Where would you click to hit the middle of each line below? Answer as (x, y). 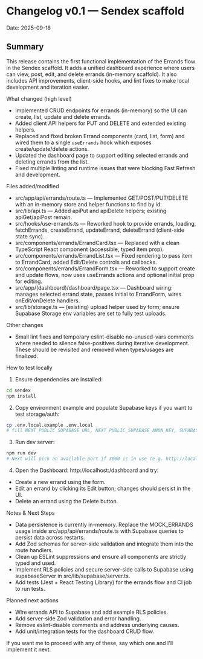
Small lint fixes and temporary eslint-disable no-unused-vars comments (105, 337)
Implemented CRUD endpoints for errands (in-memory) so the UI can (101, 110)
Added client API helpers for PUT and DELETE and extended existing (100, 123)
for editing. (29, 281)
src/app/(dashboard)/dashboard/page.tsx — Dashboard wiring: (94, 287)
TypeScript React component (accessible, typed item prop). (89, 249)
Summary (25, 47)
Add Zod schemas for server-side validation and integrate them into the (104, 544)
